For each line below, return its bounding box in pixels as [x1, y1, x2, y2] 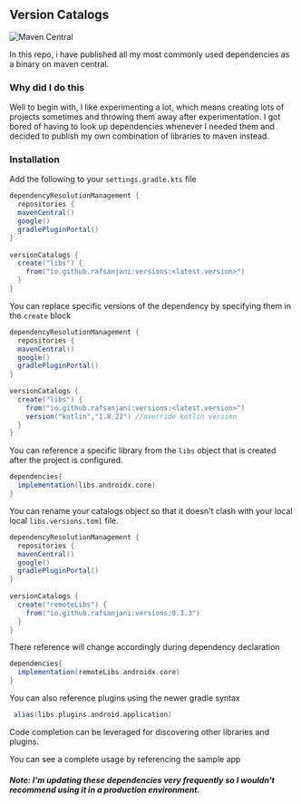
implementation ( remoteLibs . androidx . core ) [17, 668, 180, 677]
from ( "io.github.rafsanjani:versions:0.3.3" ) [25, 608, 201, 617]
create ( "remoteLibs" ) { [17, 600, 107, 609]
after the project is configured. [9, 455, 124, 466]
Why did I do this [9, 81, 85, 93]
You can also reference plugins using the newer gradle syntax [9, 693, 240, 703]
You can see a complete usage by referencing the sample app [9, 753, 241, 764]
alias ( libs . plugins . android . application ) [13, 711, 172, 720]
